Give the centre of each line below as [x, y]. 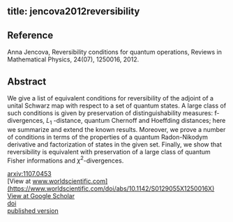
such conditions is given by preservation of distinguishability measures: [110, 113]
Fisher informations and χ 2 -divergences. [66, 160]
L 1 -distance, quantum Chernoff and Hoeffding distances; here [136, 121]
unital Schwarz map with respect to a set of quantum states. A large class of [117, 106]
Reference [30, 35]
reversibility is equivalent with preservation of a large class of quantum [109, 151]
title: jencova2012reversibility [74, 12]
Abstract [27, 81]
